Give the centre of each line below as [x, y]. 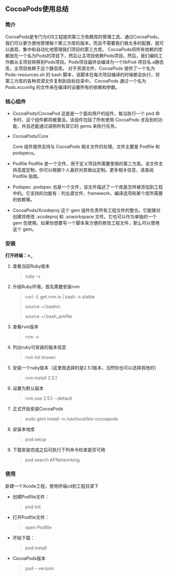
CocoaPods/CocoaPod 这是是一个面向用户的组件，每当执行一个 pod [83, 113]
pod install [36, 548]
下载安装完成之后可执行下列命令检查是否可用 [59, 450]
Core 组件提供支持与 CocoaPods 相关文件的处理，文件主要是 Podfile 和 [86, 146]
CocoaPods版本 [29, 558]
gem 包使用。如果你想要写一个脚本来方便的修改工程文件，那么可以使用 [86, 223]
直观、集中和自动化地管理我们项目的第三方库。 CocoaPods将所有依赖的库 [86, 49]
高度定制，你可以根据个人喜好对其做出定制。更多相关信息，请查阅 [85, 170]
